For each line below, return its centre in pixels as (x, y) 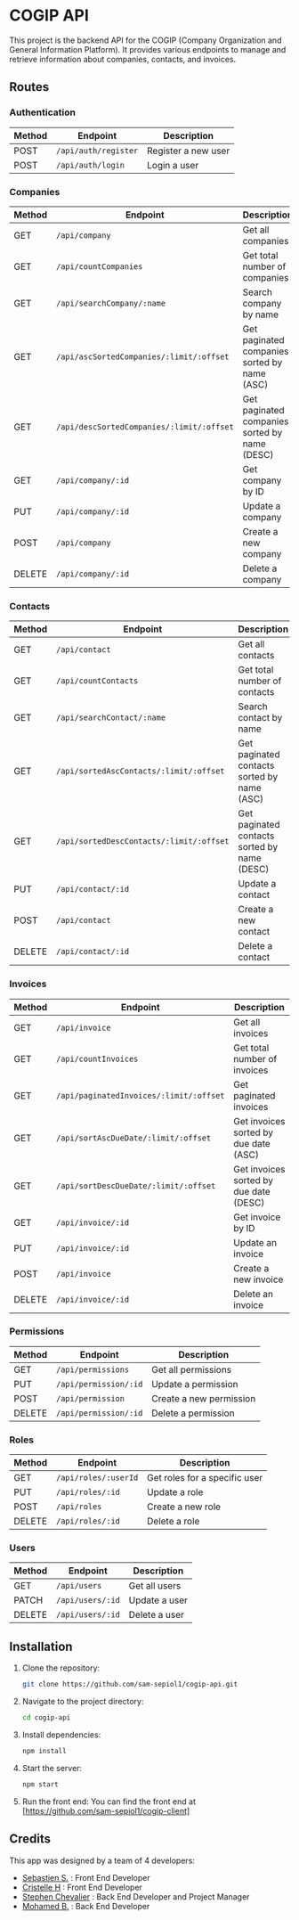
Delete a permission (193, 1413)
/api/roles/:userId (97, 1478)
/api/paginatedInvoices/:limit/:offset (141, 1095)
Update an (255, 1242)
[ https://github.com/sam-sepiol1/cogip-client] (106, 1810)
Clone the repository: (61, 1668)
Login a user (173, 165)
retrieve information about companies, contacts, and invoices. (123, 59)
